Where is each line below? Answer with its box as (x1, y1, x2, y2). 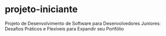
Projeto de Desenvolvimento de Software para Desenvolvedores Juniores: (5, 20, 161, 26)
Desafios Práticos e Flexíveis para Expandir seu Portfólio (5, 25, 124, 31)
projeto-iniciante (5, 4, 78, 15)
